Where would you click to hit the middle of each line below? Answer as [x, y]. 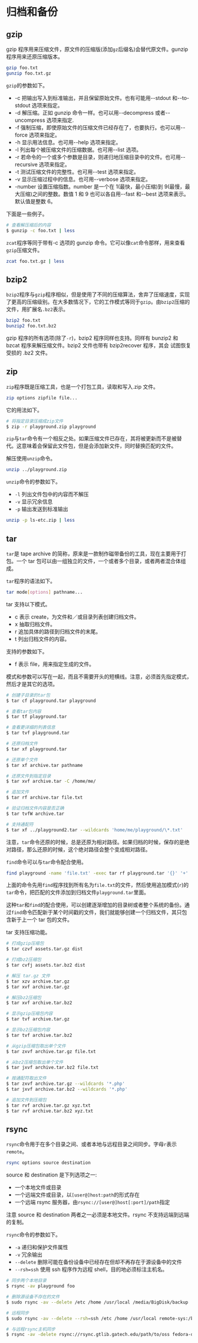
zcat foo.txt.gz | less [35, 261]
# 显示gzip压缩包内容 [29, 1014]
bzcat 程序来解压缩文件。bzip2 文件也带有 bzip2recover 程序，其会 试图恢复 [99, 345]
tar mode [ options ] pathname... [44, 592]
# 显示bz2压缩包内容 [28, 1030]
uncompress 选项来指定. [44, 120]
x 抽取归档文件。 [35, 624]
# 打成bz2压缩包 [24, 960]
